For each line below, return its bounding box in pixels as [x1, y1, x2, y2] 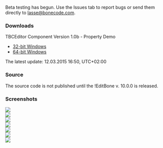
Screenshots [5, 95, 38, 103]
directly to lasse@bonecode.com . [5, 10, 76, 16]
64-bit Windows [12, 49, 47, 55]
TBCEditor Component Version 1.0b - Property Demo [5, 34, 116, 40]
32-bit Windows [12, 43, 47, 50]
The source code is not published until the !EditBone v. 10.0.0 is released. [5, 83, 158, 89]
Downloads [5, 22, 34, 29]
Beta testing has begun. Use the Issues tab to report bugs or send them [5, 5, 155, 10]
